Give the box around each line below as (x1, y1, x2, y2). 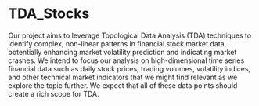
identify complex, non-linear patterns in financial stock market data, (8, 38, 227, 48)
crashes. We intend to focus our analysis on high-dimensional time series (8, 56, 245, 65)
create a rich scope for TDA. (8, 89, 99, 98)
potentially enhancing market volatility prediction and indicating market (8, 47, 237, 57)
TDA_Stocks (8, 5, 90, 23)
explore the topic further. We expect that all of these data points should (8, 80, 238, 90)
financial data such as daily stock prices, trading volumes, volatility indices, (8, 64, 251, 73)
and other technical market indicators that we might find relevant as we (8, 72, 238, 82)
